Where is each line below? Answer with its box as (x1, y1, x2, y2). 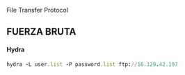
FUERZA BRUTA (6, 26, 77, 37)
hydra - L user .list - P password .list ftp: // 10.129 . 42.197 (6, 60, 178, 68)
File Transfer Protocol (6, 6, 69, 14)
